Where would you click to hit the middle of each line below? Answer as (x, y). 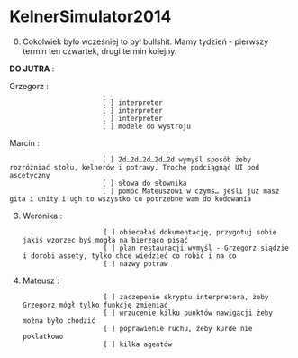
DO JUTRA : (32, 69)
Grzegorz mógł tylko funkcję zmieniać (95, 305)
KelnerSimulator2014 (90, 17)
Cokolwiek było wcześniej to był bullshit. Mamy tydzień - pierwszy (145, 41)
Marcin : (25, 142)
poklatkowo (43, 336)
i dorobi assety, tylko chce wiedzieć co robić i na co (129, 256)
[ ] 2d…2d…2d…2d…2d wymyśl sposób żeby (177, 160)
